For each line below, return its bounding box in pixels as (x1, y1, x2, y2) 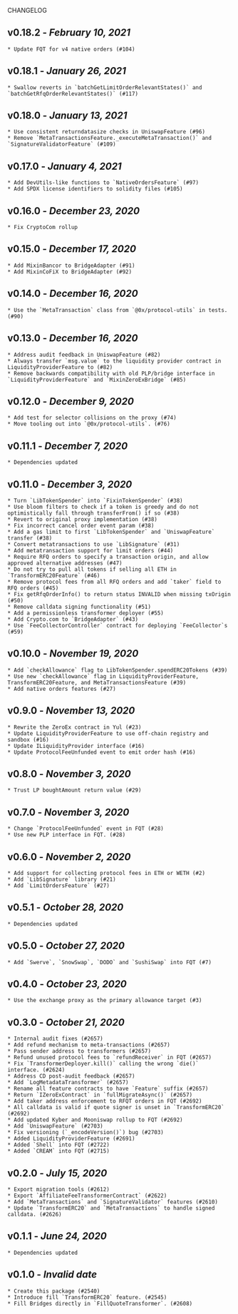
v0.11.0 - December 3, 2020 (7, 478, 133, 490)
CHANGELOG (7, 6, 48, 14)
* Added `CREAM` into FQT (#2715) (7, 1148, 110, 1155)
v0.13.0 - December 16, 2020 (7, 332, 138, 345)
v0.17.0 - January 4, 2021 (7, 160, 123, 172)
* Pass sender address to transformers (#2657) (7, 1048, 152, 1055)
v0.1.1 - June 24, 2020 (7, 1230, 107, 1243)
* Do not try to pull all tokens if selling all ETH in (7, 565, 177, 573)
